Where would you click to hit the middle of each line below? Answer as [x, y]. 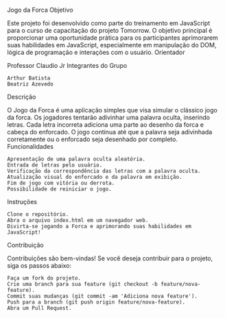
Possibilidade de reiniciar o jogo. [59, 189]
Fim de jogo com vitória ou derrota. [61, 183]
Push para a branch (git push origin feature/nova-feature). [96, 302]
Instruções [22, 202]
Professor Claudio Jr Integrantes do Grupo [67, 65]
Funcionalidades [30, 146]
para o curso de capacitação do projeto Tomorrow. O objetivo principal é [110, 30]
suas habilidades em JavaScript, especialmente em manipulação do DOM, [112, 45]
